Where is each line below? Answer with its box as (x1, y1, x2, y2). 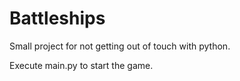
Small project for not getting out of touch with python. (9, 40, 231, 52)
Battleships (9, 7, 106, 30)
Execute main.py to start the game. (9, 59, 154, 71)
